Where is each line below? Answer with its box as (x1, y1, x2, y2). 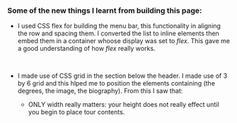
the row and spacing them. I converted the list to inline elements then (17, 29, 219, 37)
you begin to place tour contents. (28, 108, 125, 117)
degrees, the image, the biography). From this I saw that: (17, 87, 183, 95)
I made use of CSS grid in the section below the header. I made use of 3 (17, 71, 228, 80)
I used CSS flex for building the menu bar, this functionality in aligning (17, 22, 221, 30)
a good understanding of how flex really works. (17, 45, 156, 53)
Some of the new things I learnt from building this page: (7, 6, 202, 16)
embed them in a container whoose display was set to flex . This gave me (17, 37, 230, 45)
